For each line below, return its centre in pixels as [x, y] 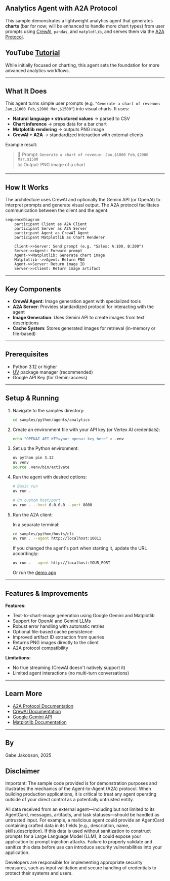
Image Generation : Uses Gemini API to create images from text [79, 318]
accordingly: [26, 554]
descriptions [26, 323]
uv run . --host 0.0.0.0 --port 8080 [52, 505]
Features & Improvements [47, 594]
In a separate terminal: [36, 524]
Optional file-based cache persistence [52, 632]
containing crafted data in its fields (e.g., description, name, [68, 826]
